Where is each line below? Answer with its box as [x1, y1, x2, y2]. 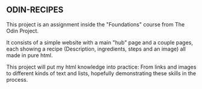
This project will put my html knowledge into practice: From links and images [6, 63, 197, 70]
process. [6, 76, 28, 83]
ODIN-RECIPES [6, 5, 64, 15]
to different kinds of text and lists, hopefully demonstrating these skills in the [6, 69, 197, 77]
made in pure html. [6, 51, 53, 59]
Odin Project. [6, 27, 39, 34]
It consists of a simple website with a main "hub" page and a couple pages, [6, 38, 194, 46]
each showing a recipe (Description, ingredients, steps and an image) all [6, 45, 186, 52]
